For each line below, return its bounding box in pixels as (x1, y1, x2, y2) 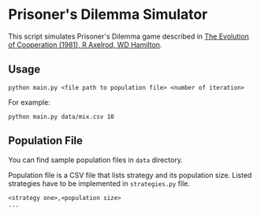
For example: (8, 97, 51, 107)
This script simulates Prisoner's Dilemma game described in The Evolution (8, 32, 250, 41)
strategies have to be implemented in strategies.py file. (8, 179, 191, 188)
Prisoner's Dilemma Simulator (8, 6, 208, 24)
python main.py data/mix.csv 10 (8, 113, 114, 120)
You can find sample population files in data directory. (8, 155, 184, 165)
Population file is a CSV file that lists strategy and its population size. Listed (8, 170, 252, 180)
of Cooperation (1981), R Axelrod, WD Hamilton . (8, 39, 162, 49)
